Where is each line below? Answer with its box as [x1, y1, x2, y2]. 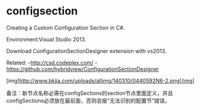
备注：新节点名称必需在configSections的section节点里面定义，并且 [6, 89, 173, 97]
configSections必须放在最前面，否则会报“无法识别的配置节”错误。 [6, 97, 170, 104]
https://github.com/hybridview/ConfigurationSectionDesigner [6, 65, 159, 73]
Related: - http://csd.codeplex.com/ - [6, 59, 98, 66]
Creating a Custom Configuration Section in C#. [6, 24, 125, 31]
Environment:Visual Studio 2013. [6, 35, 86, 43]
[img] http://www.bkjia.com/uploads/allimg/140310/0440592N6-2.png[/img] [6, 77, 195, 84]
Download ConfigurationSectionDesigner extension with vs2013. [6, 47, 167, 55]
